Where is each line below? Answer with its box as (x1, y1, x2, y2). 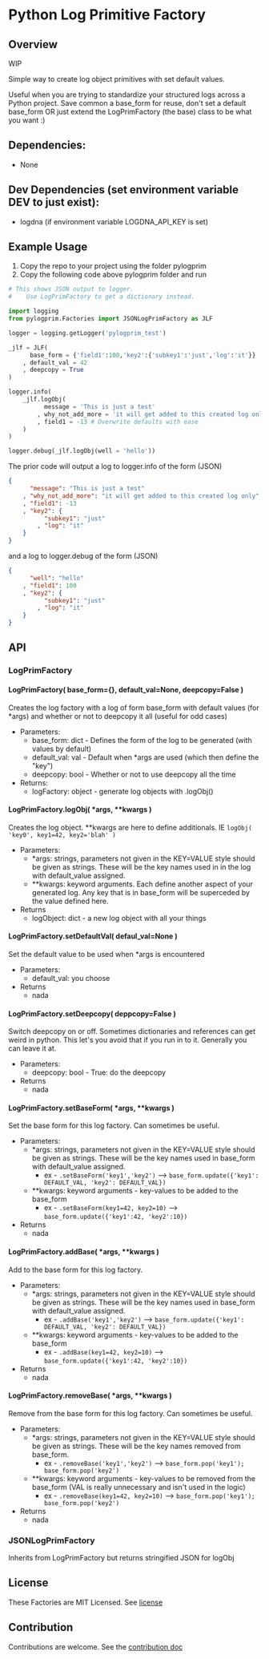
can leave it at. (8, 1043, 57, 1053)
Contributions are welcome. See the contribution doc (8, 1641, 183, 1652)
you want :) (8, 115, 46, 125)
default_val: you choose (31, 973, 110, 983)
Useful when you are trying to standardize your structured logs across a (8, 90, 246, 99)
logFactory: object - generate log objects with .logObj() (31, 786, 214, 796)
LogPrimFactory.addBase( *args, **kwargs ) (8, 1246, 160, 1256)
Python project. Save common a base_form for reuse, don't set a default (8, 99, 247, 107)
